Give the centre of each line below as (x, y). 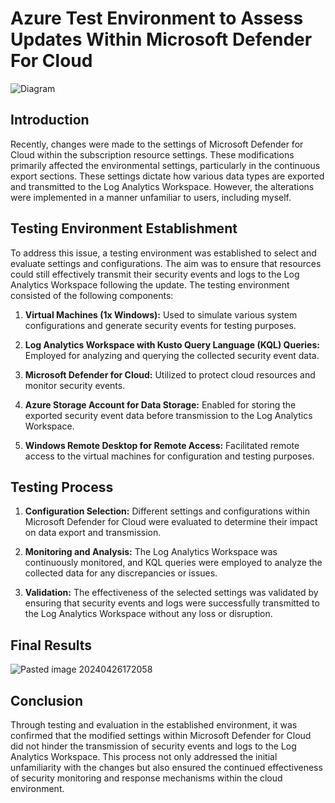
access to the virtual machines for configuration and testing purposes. (169, 456)
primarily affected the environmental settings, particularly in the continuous (165, 165)
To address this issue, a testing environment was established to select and (163, 253)
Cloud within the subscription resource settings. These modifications (152, 154)
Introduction (50, 120)
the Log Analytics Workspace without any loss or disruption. (148, 614)
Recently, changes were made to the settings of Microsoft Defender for (157, 144)
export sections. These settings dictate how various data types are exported (167, 176)
